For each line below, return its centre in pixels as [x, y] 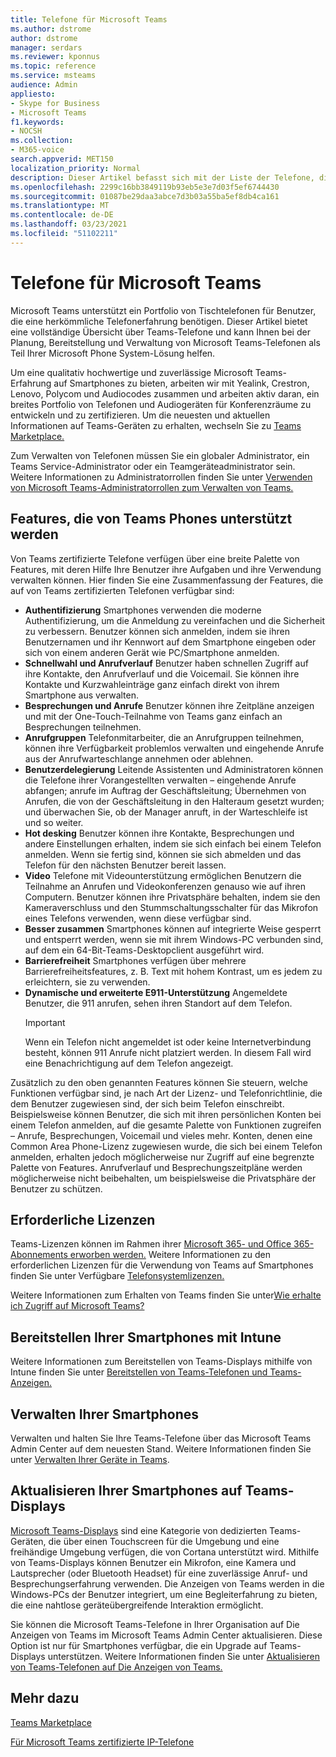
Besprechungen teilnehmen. [83, 727]
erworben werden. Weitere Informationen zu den [170, 1255]
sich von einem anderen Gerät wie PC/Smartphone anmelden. [152, 652]
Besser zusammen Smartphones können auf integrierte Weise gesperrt [173, 928]
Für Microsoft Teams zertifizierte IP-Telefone [102, 1742]
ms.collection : [42, 141]
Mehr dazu [45, 1698]
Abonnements [39, 1255]
